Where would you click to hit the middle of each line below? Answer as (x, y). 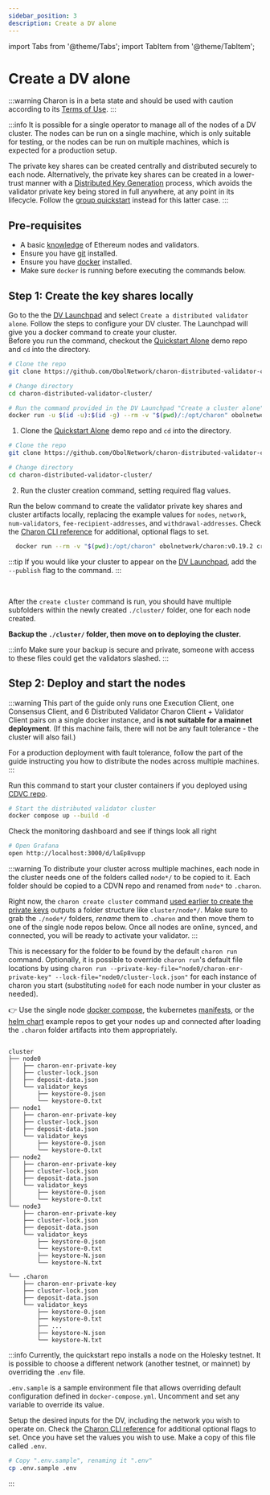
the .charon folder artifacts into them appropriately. (93, 1030)
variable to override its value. (56, 1405)
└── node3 (25, 1206)
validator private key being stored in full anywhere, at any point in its (121, 192)
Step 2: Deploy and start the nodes (97, 684)
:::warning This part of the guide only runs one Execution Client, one (121, 702)
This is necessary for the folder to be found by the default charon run (123, 951)
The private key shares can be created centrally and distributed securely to (133, 166)
